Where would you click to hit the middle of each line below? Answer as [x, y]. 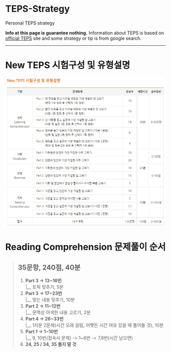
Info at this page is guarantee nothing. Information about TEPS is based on [85, 33]
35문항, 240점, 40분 [49, 267]
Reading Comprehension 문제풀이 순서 [85, 247]
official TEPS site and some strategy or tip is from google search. [73, 38]
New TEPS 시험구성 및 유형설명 [68, 65]
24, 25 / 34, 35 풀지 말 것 [51, 344]
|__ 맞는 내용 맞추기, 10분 [50, 300]
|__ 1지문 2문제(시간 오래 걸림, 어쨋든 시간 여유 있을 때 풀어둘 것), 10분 [94, 325]
